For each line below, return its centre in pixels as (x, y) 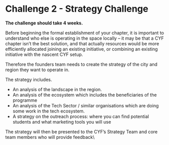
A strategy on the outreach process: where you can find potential (81, 116)
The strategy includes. (29, 79)
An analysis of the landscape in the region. (57, 89)
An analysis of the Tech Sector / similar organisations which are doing (86, 105)
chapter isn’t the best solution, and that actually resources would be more (82, 43)
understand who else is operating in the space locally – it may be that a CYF (84, 38)
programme (25, 100)
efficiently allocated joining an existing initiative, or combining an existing (82, 49)
